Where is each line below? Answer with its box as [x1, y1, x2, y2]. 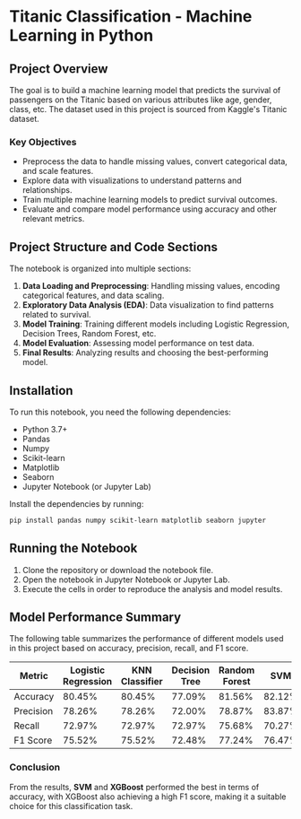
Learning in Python [9, 25, 154, 46]
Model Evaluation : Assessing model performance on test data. [21, 338, 255, 349]
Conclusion [9, 761, 61, 773]
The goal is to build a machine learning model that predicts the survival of [9, 85, 281, 95]
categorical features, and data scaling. [21, 290, 165, 301]
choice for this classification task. [9, 800, 133, 811]
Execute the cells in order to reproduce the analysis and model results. [21, 583, 283, 594]
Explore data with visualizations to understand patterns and [21, 175, 242, 186]
